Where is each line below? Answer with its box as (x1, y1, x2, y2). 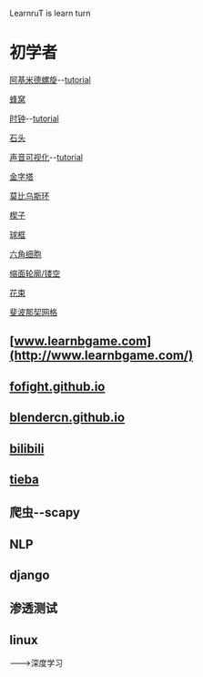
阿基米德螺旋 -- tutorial (9, 74, 91, 85)
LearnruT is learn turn (9, 8, 91, 18)
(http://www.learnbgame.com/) (9, 348, 194, 364)
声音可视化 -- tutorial (9, 151, 84, 162)
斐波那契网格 (9, 306, 57, 317)
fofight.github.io (9, 378, 106, 395)
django (9, 568, 50, 583)
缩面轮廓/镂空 (9, 268, 61, 279)
